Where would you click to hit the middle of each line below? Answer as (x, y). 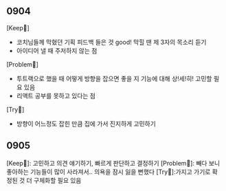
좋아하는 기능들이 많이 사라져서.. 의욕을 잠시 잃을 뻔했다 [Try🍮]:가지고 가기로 (109, 172)
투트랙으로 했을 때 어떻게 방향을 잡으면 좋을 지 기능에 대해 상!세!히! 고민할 (114, 78)
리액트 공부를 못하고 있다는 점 (56, 95)
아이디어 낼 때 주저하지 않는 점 (57, 50)
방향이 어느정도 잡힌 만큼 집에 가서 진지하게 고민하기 (86, 124)
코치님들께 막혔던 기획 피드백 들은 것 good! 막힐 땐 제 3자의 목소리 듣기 (111, 42)
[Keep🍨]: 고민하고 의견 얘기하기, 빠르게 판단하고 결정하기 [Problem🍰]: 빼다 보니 (113, 163)
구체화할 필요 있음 (57, 180)
